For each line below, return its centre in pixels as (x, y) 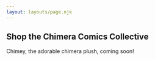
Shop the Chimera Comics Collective (77, 37)
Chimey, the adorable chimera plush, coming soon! (70, 51)
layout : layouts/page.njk (39, 12)
